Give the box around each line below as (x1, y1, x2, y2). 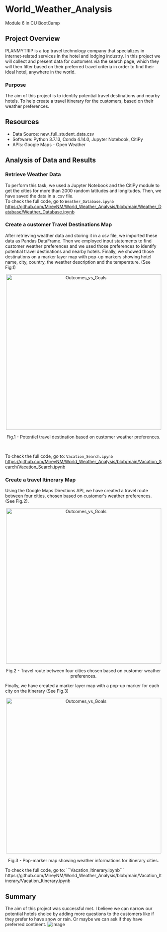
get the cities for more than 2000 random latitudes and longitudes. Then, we (5, 187, 162, 193)
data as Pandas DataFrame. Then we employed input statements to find (5, 238, 152, 244)
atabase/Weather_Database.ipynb (5, 208, 75, 215)
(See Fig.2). (5, 498, 29, 504)
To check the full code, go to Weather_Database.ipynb (5, 198, 114, 204)
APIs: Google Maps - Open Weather (12, 141, 86, 148)
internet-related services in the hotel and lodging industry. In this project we (5, 53, 161, 59)
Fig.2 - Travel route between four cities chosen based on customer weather (6, 668, 161, 674)
